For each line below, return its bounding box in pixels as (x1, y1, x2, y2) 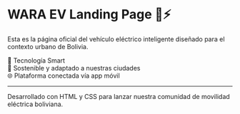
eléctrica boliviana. (7, 100, 64, 108)
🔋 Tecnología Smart (7, 56, 66, 65)
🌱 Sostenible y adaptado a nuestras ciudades (7, 63, 141, 72)
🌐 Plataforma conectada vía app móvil (7, 71, 120, 80)
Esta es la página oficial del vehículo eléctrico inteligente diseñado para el (7, 34, 225, 43)
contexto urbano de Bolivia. (7, 42, 89, 51)
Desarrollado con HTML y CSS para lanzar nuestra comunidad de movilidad (7, 92, 230, 100)
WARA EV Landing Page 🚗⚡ (7, 6, 171, 23)
